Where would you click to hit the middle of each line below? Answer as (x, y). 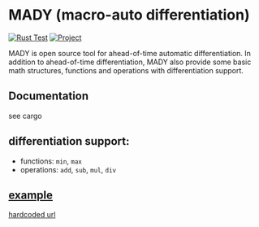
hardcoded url (32, 215)
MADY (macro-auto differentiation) (129, 15)
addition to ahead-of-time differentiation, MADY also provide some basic (130, 62)
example (31, 195)
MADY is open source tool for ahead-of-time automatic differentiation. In (130, 53)
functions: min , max (51, 161)
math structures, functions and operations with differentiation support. (126, 70)
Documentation (49, 96)
